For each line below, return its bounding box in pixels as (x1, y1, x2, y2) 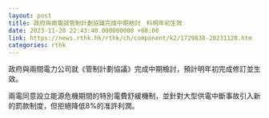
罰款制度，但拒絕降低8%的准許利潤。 (14, 101, 139, 111)
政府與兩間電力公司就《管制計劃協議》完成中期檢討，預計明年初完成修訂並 (8, 65, 254, 74)
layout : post (8, 11, 52, 20)
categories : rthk (8, 41, 66, 49)
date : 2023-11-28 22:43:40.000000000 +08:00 (8, 26, 159, 34)
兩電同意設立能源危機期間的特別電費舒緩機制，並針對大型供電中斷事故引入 (8, 91, 254, 100)
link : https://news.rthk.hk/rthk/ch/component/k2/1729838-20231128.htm (8, 33, 252, 42)
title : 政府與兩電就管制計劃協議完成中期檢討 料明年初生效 (8, 19, 183, 27)
